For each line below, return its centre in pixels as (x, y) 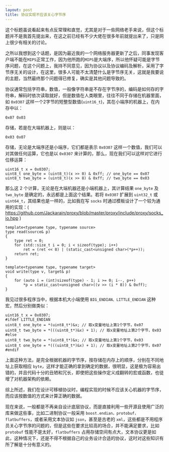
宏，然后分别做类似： (27, 306)
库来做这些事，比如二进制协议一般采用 (45, 413)
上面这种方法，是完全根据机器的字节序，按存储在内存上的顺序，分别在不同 (82, 360)
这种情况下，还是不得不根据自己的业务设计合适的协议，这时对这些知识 (87, 438)
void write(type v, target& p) (38, 271)
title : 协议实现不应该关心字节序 (36, 15)
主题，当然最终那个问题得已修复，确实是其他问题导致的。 (69, 78)
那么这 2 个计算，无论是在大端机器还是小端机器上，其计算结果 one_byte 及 (82, 188)
